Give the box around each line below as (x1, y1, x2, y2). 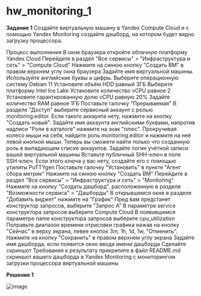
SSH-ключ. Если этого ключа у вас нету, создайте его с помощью (6, 157, 176, 164)
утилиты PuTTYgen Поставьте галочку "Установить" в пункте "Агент (6, 164, 181, 171)
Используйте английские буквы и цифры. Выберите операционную (6, 74, 179, 81)
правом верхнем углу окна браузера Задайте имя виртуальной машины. (6, 67, 194, 75)
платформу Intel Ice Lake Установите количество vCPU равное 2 (6, 87, 171, 94)
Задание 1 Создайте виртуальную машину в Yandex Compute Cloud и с (6, 24, 189, 31)
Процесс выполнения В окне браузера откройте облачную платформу (6, 48, 188, 55)
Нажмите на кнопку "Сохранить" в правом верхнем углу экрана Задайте (6, 233, 195, 241)
